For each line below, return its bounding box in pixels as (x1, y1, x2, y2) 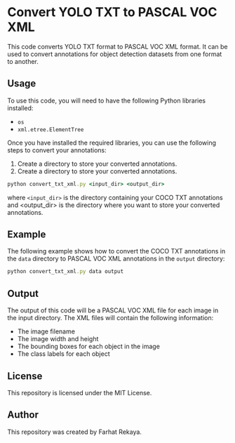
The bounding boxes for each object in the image (17, 342, 160, 351)
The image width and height (17, 335, 99, 343)
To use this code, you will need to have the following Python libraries (7, 96, 206, 105)
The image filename (17, 327, 76, 336)
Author (7, 409, 39, 421)
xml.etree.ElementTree (17, 126, 84, 133)
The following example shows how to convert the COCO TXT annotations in (7, 247, 226, 256)
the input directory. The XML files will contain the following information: (7, 314, 214, 322)
